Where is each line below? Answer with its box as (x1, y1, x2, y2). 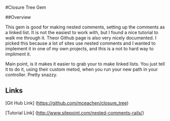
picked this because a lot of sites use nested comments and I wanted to (5, 40, 156, 46)
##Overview (5, 14, 32, 20)
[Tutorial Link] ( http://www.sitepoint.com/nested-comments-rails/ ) (5, 109, 144, 116)
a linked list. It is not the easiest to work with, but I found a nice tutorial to (5, 29, 159, 35)
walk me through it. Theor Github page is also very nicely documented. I (5, 35, 157, 41)
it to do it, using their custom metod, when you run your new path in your (5, 66, 158, 72)
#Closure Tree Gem (5, 5, 47, 10)
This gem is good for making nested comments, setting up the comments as (5, 24, 165, 30)
